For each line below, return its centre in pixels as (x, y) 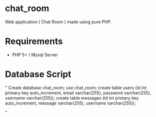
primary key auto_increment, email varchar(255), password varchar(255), (78, 93)
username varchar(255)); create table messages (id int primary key (72, 98)
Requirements (34, 41)
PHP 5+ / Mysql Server (35, 55)
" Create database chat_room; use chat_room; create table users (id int (76, 88)
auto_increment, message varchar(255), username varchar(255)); (70, 103)
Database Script (38, 74)
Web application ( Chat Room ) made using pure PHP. (58, 22)
